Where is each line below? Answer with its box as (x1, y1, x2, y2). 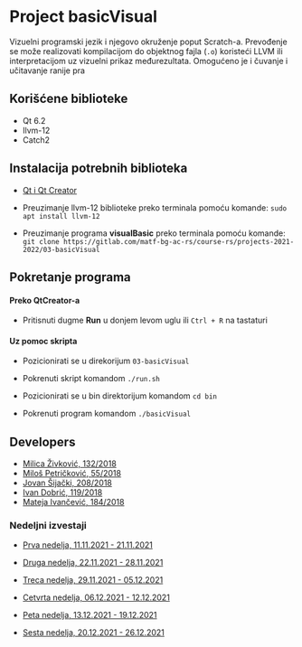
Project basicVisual (9, 6, 158, 27)
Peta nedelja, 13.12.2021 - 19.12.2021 (22, 610, 157, 621)
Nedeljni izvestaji (9, 520, 88, 532)
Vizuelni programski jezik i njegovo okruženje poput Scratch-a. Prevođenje (9, 36, 288, 47)
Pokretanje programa (9, 269, 131, 285)
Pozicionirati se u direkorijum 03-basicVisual (22, 355, 190, 367)
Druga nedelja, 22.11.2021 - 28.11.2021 (22, 558, 164, 568)
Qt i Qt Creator (22, 184, 78, 195)
